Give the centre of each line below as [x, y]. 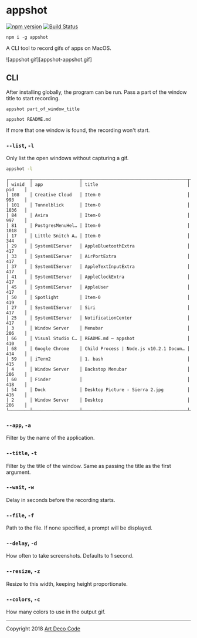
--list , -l [20, 145]
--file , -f [20, 515]
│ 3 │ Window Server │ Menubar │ [98, 328]
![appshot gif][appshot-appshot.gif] [49, 59]
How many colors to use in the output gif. [56, 612]
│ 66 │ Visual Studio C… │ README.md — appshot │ [98, 338]
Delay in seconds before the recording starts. [61, 500]
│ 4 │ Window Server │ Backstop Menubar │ [98, 369]
